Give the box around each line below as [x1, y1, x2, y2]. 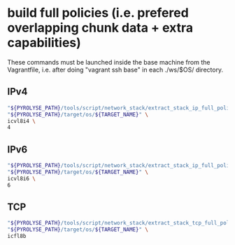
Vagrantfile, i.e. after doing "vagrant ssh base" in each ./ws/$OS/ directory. [7, 65, 224, 74]
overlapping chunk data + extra [7, 20, 194, 36]
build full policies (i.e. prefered [7, 5, 189, 21]
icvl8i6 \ [7, 175, 36, 182]
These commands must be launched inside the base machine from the [7, 58, 211, 66]
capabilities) [7, 35, 82, 51]
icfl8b [7, 233, 27, 240]
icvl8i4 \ [7, 117, 36, 124]
